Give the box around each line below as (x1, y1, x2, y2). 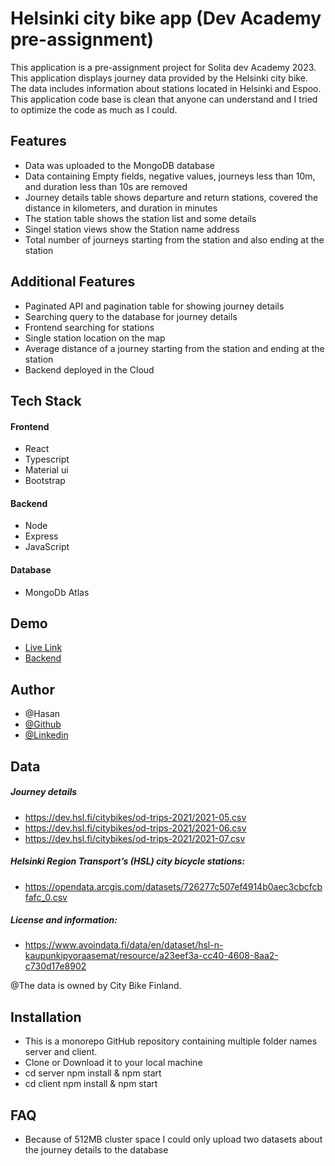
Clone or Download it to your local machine (24, 1057, 203, 1069)
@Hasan (24, 708, 61, 720)
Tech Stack (10, 392, 82, 409)
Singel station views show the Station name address (24, 223, 240, 235)
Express (24, 530, 59, 542)
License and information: (10, 914, 118, 926)
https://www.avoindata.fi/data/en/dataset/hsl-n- (24, 939, 224, 951)
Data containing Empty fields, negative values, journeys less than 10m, (24, 170, 316, 182)
